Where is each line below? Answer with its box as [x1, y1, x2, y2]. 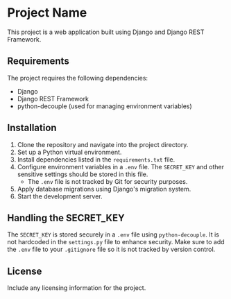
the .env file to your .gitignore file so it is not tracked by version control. [7, 245, 216, 254]
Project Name [7, 5, 87, 21]
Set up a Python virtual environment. [17, 148, 122, 156]
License [7, 265, 42, 277]
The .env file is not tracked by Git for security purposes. [27, 177, 188, 185]
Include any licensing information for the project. [7, 284, 146, 292]
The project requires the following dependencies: [7, 74, 148, 82]
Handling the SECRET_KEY [7, 212, 125, 223]
